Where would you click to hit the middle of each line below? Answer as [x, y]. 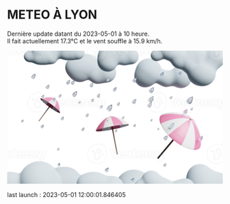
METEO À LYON [52, 15]
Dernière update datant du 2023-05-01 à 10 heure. [78, 34]
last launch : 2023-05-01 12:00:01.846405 [66, 195]
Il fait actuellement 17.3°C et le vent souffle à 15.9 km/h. [85, 41]
